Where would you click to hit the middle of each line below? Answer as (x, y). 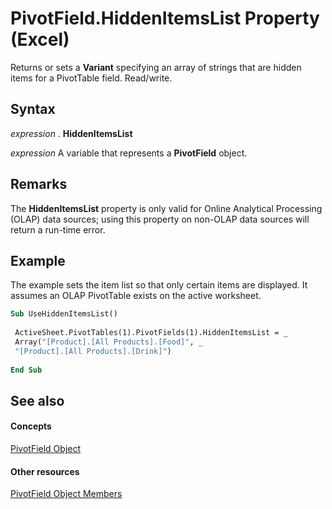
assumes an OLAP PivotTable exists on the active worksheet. (136, 296)
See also (37, 400)
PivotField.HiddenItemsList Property (165, 18)
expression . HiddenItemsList (71, 133)
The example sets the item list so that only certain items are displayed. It (159, 285)
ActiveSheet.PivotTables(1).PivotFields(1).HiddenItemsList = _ (151, 333)
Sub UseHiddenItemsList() (64, 314)
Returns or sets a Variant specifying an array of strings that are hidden (156, 67)
